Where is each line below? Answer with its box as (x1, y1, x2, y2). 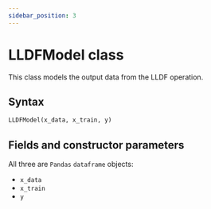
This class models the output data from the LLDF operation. (8, 72, 204, 82)
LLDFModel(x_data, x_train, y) (8, 116, 112, 124)
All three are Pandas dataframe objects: (8, 160, 134, 169)
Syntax (8, 95, 45, 108)
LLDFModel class (8, 45, 124, 64)
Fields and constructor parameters (8, 138, 185, 152)
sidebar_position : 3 (8, 11, 77, 20)
